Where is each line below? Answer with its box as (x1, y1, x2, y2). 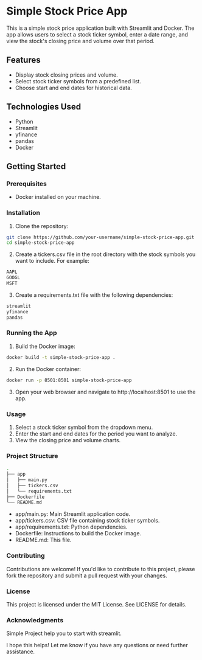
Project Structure (6, 451, 58, 460)
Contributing (6, 552, 45, 560)
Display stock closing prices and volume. (15, 71, 118, 78)
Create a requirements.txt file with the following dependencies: (15, 291, 173, 299)
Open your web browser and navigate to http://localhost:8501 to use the (15, 388, 196, 395)
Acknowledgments (6, 616, 64, 624)
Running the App (6, 328, 57, 337)
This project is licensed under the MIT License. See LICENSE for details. (6, 600, 187, 608)
